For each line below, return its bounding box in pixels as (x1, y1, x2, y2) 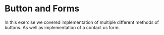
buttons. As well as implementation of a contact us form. (4, 24, 120, 30)
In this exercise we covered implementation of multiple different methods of (4, 19, 159, 25)
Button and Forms (4, 3, 80, 14)
